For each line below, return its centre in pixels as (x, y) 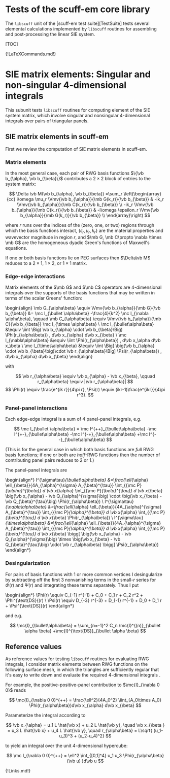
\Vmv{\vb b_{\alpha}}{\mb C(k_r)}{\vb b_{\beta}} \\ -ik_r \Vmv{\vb (85, 205)
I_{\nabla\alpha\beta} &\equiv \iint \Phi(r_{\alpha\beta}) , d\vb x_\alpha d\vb (83, 341)
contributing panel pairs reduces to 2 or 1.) (50, 460)
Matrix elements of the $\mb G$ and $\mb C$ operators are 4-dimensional (83, 287)
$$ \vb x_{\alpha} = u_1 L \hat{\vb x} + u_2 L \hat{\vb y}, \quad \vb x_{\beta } (85, 725)
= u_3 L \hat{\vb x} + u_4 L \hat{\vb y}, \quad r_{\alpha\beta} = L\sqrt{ (80, 731)
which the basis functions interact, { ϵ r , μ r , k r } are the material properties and (84, 231)
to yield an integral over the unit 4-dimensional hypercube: (66, 746)
